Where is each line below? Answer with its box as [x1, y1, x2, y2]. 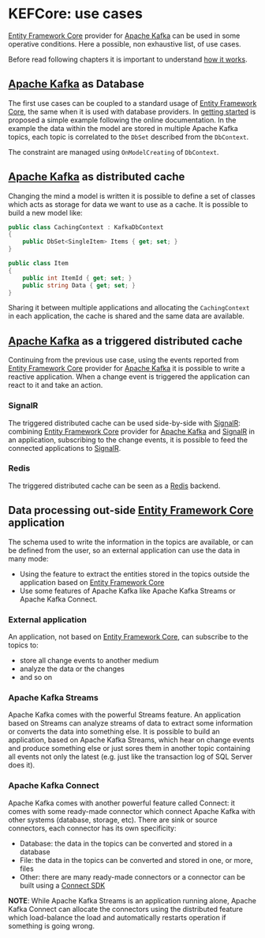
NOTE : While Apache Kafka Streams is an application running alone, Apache [8, 895, 256, 905]
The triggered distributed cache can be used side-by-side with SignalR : [8, 418, 241, 427]
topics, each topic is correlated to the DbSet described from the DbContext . [8, 132, 249, 141]
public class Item [8, 260, 69, 268]
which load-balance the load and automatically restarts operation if [8, 913, 226, 922]
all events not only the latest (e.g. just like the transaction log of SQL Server [8, 752, 253, 762]
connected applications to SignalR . [8, 443, 121, 452]
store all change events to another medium [19, 655, 159, 665]
